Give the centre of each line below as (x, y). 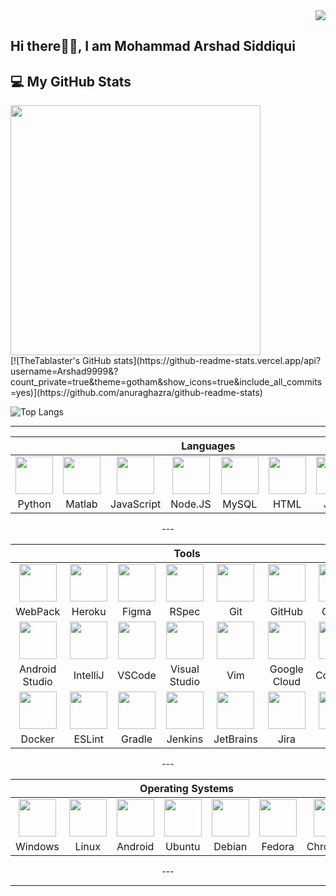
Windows (37, 847)
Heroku (89, 612)
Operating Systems (187, 789)
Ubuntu (183, 847)
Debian (230, 847)
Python (34, 504)
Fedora (278, 847)
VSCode (137, 676)
